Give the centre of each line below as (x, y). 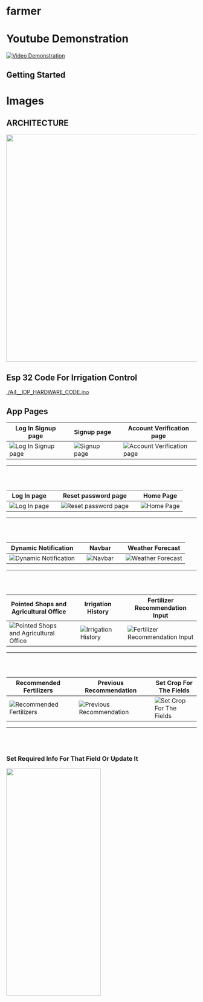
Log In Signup (36, 429)
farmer (24, 11)
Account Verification (158, 429)
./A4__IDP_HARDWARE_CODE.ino (48, 392)
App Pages (27, 411)
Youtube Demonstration (67, 39)
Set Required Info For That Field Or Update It (72, 759)
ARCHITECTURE (37, 123)
